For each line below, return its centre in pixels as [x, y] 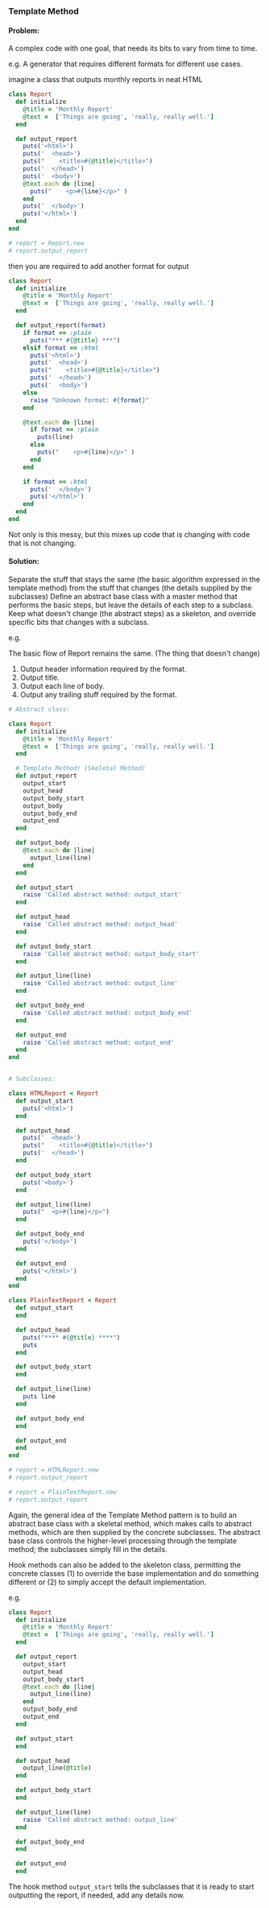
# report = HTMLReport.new [54, 1470]
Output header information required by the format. [103, 669]
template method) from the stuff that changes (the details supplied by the [130, 588]
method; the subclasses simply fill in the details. [88, 1549]
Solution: [24, 561]
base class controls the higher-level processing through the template [123, 1541]
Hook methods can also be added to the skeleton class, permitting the [125, 1565]
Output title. [39, 677]
